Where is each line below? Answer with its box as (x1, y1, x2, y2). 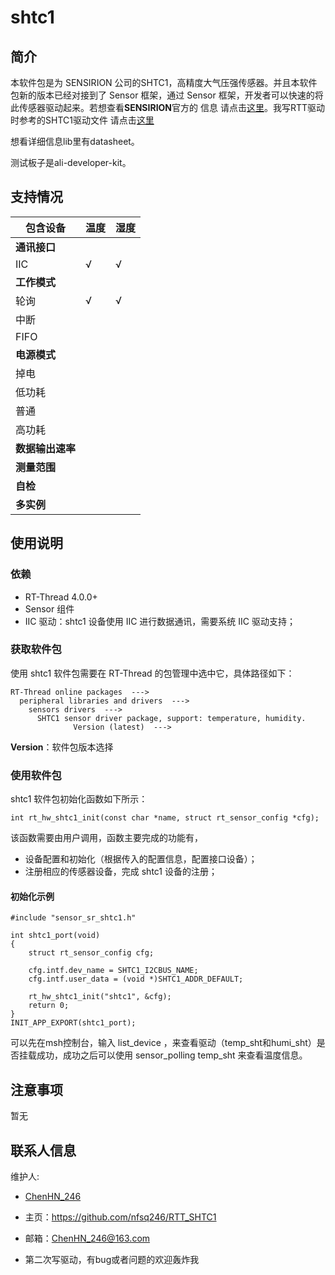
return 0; (28, 1001, 70, 1011)
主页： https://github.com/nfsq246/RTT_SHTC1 (24, 1211, 217, 1223)
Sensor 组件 (24, 602, 75, 615)
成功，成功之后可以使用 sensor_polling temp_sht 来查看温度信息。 (36, 1049, 308, 1061)
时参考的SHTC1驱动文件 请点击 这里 (10, 114, 155, 126)
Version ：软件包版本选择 (10, 741, 114, 753)
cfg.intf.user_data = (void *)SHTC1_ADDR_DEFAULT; (28, 974, 244, 985)
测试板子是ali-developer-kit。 (10, 157, 132, 168)
